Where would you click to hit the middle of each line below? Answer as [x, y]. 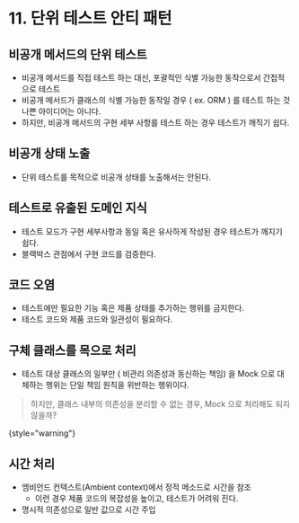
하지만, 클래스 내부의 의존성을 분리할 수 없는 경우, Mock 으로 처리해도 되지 [160, 404]
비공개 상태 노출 [49, 154]
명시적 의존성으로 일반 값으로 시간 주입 [88, 510]
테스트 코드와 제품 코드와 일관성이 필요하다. [97, 319]
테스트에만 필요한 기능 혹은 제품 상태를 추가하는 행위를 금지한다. [132, 308]
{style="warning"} [42, 433]
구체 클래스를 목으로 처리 [72, 350]
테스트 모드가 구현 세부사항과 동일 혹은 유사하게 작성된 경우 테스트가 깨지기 [152, 231]
